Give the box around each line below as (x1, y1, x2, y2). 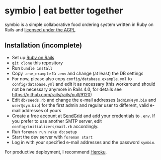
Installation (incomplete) (4, 41, 82, 50)
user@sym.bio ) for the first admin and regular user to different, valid (11, 102, 149, 108)
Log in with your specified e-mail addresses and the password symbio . (11, 139, 156, 145)
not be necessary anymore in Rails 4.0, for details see (11, 86, 122, 92)
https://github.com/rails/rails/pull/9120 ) (11, 91, 92, 97)
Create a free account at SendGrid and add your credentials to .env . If (11, 113, 155, 119)
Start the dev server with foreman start (11, 134, 93, 140)
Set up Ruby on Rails (11, 54, 55, 60)
